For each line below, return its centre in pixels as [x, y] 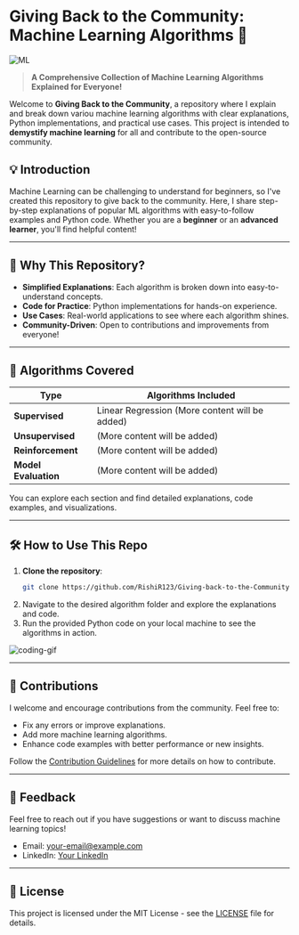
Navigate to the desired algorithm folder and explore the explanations [149, 605]
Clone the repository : [62, 571]
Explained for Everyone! [77, 86]
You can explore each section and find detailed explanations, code [131, 498]
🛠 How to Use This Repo [79, 545]
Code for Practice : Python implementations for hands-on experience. [149, 305]
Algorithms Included [191, 395]
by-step [24, 210]
